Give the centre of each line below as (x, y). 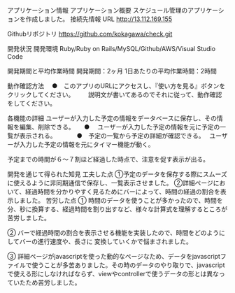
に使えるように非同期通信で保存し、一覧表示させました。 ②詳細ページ (110, 183)
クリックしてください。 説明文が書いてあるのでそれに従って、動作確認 (115, 94)
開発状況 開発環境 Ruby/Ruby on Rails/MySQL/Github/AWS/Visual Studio (111, 49)
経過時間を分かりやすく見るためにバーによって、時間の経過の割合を (123, 192)
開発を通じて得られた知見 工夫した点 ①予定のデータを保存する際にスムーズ (117, 174)
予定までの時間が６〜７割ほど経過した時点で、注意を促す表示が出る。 (108, 159)
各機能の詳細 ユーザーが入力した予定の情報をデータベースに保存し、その (112, 118)
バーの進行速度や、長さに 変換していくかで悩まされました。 (106, 241)
